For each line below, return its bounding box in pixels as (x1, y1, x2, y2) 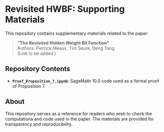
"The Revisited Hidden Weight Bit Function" (17, 40, 110, 45)
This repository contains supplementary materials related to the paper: (5, 30, 149, 36)
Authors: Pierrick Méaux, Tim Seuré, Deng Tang (17, 45, 115, 51)
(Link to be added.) (17, 50, 56, 56)
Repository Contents (5, 65, 71, 73)
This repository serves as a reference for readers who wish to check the (5, 110, 152, 117)
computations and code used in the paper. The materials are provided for (5, 116, 154, 122)
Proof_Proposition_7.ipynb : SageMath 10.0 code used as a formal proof (12, 78, 160, 84)
